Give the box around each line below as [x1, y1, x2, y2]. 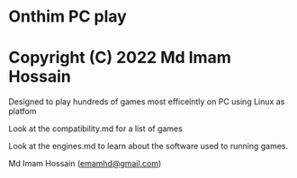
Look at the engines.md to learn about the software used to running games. [8, 141, 289, 152]
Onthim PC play [8, 6, 127, 27]
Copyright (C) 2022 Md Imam [8, 48, 231, 68]
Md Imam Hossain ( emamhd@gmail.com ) [8, 158, 162, 169]
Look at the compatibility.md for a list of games [8, 123, 184, 134]
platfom [8, 106, 37, 117]
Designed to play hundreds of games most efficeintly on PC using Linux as [8, 96, 285, 107]
